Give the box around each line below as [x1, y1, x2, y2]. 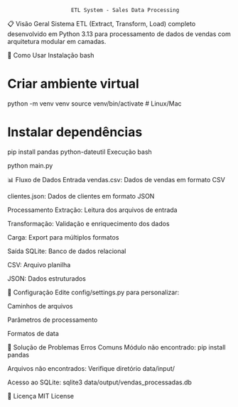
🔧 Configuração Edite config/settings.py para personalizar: [7, 288, 180, 296]
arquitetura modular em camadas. [7, 38, 107, 45]
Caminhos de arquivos [7, 301, 73, 310]
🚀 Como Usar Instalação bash [7, 51, 94, 60]
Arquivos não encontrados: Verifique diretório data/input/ [7, 364, 175, 372]
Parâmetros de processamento [7, 316, 98, 324]
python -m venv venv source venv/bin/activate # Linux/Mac [7, 99, 183, 108]
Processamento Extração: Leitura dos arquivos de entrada [7, 206, 178, 214]
